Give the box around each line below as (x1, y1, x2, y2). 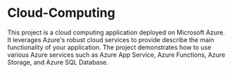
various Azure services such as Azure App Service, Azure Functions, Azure (7, 51, 226, 59)
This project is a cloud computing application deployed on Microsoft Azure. (7, 28, 225, 36)
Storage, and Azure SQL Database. (7, 58, 109, 66)
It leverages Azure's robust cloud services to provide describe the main (7, 35, 214, 44)
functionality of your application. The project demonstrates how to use (7, 43, 212, 51)
